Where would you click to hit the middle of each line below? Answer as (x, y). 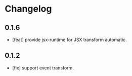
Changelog (28, 9)
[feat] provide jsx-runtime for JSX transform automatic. (69, 40)
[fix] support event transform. (43, 68)
